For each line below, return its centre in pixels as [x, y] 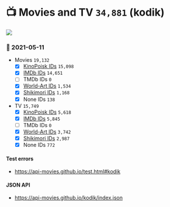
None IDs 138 [39, 99]
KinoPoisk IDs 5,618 [47, 112]
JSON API [18, 185]
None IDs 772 [39, 145]
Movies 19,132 [32, 60]
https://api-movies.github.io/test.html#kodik [67, 171]
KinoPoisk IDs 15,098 [48, 66]
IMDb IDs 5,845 [41, 118]
